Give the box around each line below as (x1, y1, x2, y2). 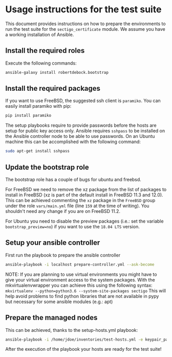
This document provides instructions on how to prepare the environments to (5, 21, 166, 27)
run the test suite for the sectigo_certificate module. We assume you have (5, 26, 165, 32)
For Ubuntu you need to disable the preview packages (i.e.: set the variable (5, 218, 164, 224)
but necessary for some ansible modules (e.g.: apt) (5, 299, 113, 305)
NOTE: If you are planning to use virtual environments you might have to (5, 271, 157, 277)
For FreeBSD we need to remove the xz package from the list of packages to (5, 186, 167, 192)
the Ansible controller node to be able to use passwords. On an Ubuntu (5, 133, 155, 140)
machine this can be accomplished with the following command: (5, 138, 141, 145)
